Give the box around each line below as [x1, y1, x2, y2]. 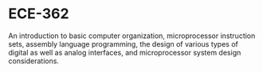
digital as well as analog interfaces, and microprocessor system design [8, 47, 241, 57]
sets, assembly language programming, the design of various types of [8, 39, 239, 48]
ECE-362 [8, 5, 69, 23]
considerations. [8, 56, 60, 66]
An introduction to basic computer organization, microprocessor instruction [8, 31, 256, 40]
